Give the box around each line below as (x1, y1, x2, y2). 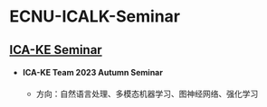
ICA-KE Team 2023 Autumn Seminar (22, 67, 163, 78)
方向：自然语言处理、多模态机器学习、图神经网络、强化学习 (35, 88, 259, 99)
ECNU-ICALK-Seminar (9, 6, 181, 27)
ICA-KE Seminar (9, 42, 102, 58)
